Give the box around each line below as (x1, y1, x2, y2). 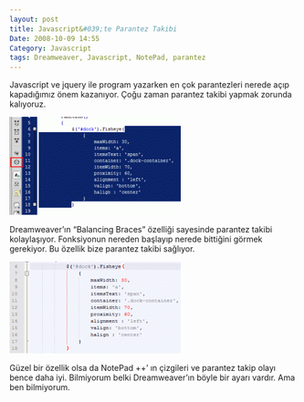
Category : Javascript (9, 44, 92, 53)
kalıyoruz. (9, 98, 47, 109)
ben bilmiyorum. (9, 382, 70, 393)
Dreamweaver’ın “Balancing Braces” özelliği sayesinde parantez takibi (9, 224, 273, 235)
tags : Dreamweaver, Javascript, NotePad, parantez (9, 53, 206, 63)
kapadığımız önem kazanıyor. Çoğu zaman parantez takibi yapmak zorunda (9, 89, 292, 100)
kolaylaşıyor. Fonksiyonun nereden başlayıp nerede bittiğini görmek (9, 233, 263, 245)
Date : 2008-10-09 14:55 (9, 34, 100, 43)
